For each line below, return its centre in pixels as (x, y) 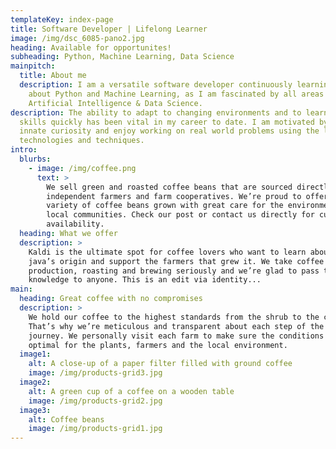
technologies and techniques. (82, 141)
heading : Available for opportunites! (91, 47)
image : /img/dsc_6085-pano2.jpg (77, 38)
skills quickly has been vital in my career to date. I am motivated (167, 122)
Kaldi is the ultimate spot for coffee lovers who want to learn (167, 252)
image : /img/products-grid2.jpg (95, 401)
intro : (24, 150)
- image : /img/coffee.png (82, 168)
